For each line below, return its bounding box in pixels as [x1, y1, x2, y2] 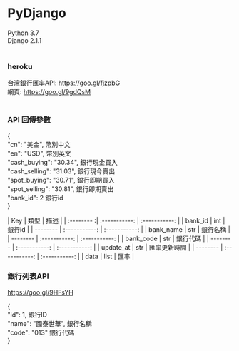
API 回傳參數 [7, 115, 51, 125]
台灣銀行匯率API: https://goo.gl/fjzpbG [7, 78, 121, 87]
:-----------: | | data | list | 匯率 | [40, 252, 134, 260]
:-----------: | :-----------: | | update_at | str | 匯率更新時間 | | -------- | [15, 243, 223, 251]
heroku [7, 61, 33, 71]
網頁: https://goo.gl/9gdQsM [7, 88, 91, 96]
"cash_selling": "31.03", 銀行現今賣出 [7, 166, 116, 175]
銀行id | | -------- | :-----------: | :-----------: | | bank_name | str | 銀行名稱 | [7, 225, 230, 233]
